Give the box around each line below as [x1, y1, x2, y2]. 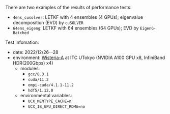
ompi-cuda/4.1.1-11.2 [27, 82, 74, 88]
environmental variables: [20, 93, 72, 98]
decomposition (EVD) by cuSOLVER [12, 20, 84, 25]
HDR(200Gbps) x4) [12, 60, 53, 66]
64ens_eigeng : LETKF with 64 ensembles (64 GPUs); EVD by [12, 25, 139, 31]
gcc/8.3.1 [27, 72, 49, 77]
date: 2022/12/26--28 [12, 49, 59, 55]
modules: [20, 66, 40, 71]
